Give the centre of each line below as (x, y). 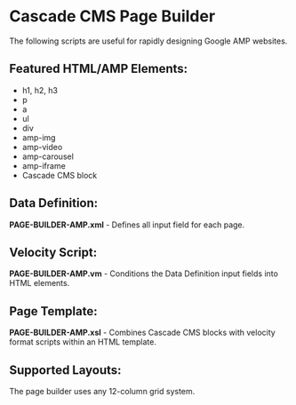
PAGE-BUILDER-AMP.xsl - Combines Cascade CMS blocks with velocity (142, 333)
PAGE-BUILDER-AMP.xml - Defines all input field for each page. (127, 225)
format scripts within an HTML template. (83, 342)
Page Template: (53, 311)
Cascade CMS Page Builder (112, 16)
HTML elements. (40, 283)
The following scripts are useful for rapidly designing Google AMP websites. (148, 41)
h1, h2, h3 (40, 90)
